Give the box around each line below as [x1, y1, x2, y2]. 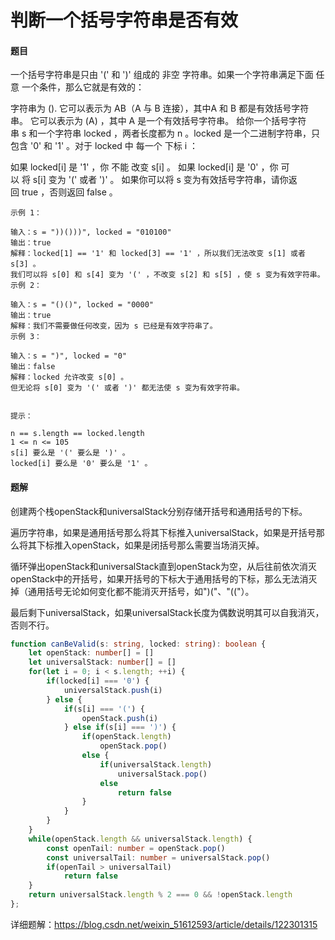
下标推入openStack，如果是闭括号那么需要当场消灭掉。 [36, 539, 265, 551]
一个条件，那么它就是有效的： [21, 81, 145, 93]
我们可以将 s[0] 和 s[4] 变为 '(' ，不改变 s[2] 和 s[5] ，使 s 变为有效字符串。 [10, 270, 325, 280]
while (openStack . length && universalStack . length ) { [28, 834, 253, 844]
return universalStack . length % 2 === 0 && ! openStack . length [28, 890, 293, 900]
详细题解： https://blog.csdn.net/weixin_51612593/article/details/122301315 [10, 918, 318, 930]
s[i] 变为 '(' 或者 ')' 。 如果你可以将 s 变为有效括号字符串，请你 [32, 174, 289, 186]
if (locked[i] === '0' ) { [46, 676, 150, 686]
